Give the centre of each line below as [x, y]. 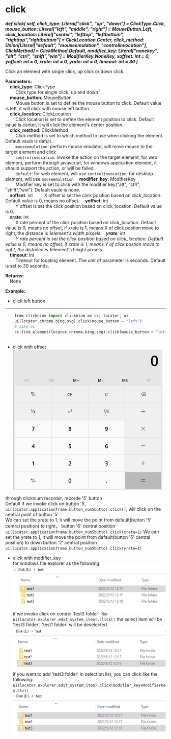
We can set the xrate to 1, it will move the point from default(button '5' [78, 520]
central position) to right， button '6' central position [60, 526]
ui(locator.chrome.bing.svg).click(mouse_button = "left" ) [78, 321]
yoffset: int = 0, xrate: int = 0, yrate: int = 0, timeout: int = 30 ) [72, 61]
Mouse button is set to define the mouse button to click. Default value [88, 103]
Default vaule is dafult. [29, 141]
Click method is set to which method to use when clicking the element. [89, 135]
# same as [25, 326]
